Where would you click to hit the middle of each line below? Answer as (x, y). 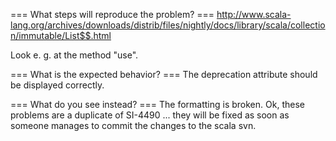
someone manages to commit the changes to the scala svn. (133, 125)
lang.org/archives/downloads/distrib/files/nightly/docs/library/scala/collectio (168, 25)
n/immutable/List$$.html (61, 35)
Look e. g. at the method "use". (74, 55)
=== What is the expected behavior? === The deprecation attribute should (164, 74)
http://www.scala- (254, 14)
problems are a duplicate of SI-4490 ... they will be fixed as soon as (150, 115)
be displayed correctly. (57, 85)
